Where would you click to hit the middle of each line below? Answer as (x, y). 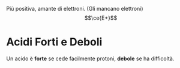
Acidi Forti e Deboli (54, 42)
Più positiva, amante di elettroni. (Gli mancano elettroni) (75, 9)
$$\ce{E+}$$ (101, 18)
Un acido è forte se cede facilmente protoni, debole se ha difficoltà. (90, 58)
